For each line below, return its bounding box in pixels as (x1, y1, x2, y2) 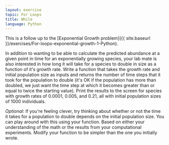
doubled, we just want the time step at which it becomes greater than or (5, 83, 155, 89)
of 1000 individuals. (5, 99, 46, 105)
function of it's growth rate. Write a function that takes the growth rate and (5, 66, 160, 72)
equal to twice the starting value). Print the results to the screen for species (5, 88, 162, 94)
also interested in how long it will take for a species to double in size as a (5, 61, 156, 67)
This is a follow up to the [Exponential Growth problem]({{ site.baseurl (5, 35, 150, 41)
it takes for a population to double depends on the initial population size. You (5, 114, 164, 120)
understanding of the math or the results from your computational (5, 124, 142, 130)
